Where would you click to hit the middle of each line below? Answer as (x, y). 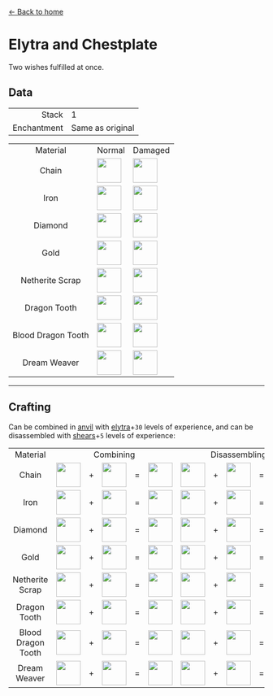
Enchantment (38, 128)
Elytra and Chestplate (83, 45)
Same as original (103, 128)
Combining (114, 455)
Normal (111, 150)
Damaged (152, 150)
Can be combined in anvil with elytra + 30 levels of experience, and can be (131, 427)
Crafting (30, 407)
